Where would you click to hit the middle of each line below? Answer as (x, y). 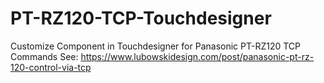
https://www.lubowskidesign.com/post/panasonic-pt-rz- (197, 56)
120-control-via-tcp (51, 67)
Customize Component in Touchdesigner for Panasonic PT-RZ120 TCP (156, 46)
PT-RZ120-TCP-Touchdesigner (141, 18)
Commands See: (44, 56)
